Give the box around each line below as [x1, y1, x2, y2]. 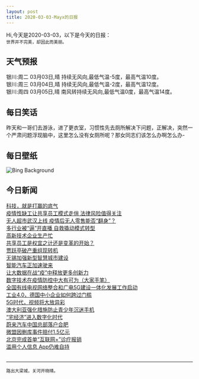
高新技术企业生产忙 [6, 232, 53, 239]
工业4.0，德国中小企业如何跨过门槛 [6, 291, 92, 298]
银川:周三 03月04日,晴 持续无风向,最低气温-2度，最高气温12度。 [6, 81, 162, 88]
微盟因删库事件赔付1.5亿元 [6, 328, 70, 335]
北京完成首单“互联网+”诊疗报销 [6, 336, 82, 343]
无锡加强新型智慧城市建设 [6, 254, 69, 261]
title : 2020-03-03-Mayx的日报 [6, 14, 78, 20]
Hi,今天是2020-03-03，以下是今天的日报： [6, 31, 111, 39]
